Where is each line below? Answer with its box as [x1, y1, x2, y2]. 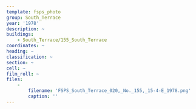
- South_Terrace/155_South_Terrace [17, 37, 107, 43]
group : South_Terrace [6, 15, 61, 21]
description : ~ [6, 25, 45, 32]
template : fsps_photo [6, 8, 61, 15]
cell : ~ [6, 65, 26, 71]
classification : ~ [6, 54, 53, 60]
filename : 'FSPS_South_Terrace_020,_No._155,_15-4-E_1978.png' [28, 88, 191, 94]
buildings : [6, 31, 34, 38]
